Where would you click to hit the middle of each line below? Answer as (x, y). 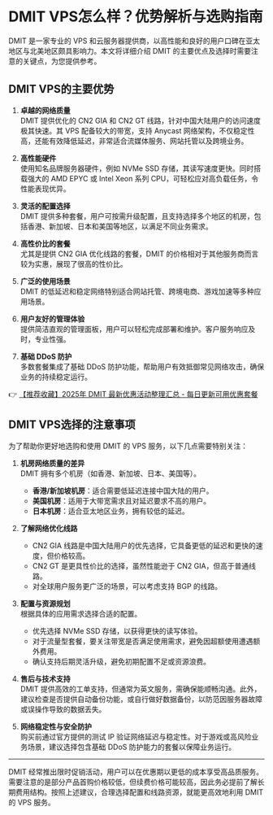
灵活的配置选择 (45, 206)
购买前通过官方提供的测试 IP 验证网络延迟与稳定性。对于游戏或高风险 (136, 736)
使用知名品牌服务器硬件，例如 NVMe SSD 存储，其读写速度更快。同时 (137, 168)
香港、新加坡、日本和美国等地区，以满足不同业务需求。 (120, 226)
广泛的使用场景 (45, 281)
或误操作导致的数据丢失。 (63, 709)
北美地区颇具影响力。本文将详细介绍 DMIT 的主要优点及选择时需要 (141, 50)
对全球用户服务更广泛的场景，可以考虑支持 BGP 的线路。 (127, 586)
